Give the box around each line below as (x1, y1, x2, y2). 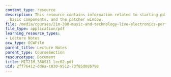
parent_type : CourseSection (5, 50, 65, 55)
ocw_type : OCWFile (5, 41, 44, 46)
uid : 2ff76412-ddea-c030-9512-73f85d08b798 (5, 64, 99, 69)
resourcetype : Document (5, 54, 56, 60)
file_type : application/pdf (5, 26, 65, 31)
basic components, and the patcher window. (10, 17, 103, 22)
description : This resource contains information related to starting (5, 12, 158, 17)
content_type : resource (5, 7, 56, 13)
